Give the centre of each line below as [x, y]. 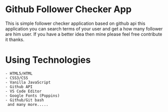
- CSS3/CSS [17, 78]
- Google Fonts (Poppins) [32, 96]
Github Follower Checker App [68, 9]
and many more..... [28, 104]
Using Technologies [48, 60]
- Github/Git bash [25, 100]
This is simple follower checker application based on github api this [75, 23]
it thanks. [15, 40]
